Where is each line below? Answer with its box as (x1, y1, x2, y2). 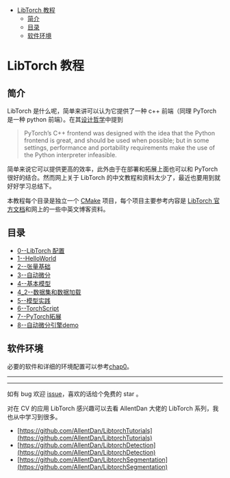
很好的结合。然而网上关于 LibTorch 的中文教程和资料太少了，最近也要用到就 (7, 174, 221, 181)
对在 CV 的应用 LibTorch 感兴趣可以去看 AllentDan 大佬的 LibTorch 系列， (7, 404, 213, 412)
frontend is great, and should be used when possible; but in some (23, 136, 209, 144)
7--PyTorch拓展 (16, 312, 62, 320)
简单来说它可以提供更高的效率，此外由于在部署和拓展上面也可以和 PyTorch (7, 165, 218, 173)
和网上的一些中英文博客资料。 (25, 205, 110, 213)
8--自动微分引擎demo (16, 321, 79, 329)
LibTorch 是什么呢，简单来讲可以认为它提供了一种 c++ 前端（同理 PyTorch (7, 107, 217, 115)
